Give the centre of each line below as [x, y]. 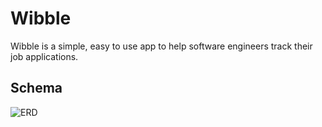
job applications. [44, 56]
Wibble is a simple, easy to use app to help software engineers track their [161, 46]
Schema [36, 88]
